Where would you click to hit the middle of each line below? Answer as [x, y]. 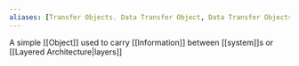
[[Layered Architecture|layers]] [66, 51]
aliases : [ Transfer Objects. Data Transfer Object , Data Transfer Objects [151, 17]
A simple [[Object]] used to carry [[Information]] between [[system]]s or [141, 42]
